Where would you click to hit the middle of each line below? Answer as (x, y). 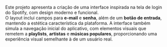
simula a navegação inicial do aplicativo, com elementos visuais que (76, 28)
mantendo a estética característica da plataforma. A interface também (78, 23)
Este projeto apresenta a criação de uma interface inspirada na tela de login (84, 7)
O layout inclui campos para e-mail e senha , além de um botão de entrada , (83, 18)
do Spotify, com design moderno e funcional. (52, 12)
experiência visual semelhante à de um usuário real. (59, 39)
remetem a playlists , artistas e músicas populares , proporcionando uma (81, 34)
